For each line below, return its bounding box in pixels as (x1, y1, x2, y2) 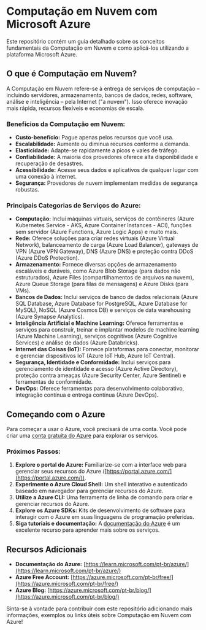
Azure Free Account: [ (15, 574, 73, 581)
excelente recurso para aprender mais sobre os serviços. (15, 526, 160, 534)
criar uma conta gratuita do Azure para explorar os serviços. (6, 432, 159, 440)
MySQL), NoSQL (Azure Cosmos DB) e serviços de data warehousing (15, 306, 191, 314)
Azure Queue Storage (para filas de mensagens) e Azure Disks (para (15, 281, 189, 288)
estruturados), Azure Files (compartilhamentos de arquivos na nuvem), (15, 274, 194, 281)
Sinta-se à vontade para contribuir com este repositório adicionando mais (6, 605, 193, 612)
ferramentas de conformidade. (15, 378, 93, 386)
